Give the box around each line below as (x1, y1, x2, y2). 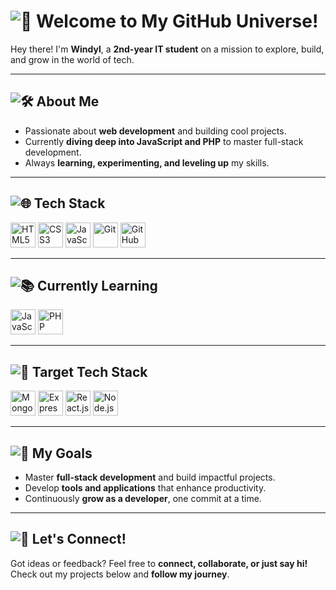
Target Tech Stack (31, 363, 148, 380)
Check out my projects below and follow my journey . (10, 568, 230, 580)
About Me (36, 93, 100, 110)
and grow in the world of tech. (10, 53, 135, 65)
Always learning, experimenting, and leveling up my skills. (24, 156, 270, 169)
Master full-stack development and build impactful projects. (24, 471, 276, 483)
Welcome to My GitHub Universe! (36, 10, 319, 33)
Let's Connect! (31, 531, 127, 548)
